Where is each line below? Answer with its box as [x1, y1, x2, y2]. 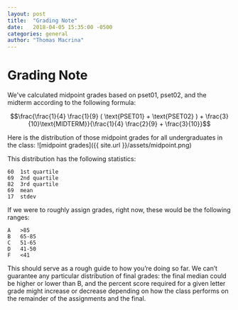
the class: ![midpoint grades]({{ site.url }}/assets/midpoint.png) [7, 141, 192, 150]
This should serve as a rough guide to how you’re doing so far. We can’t [7, 264, 218, 273]
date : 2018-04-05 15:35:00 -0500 [7, 23, 113, 31]
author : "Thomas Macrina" [7, 37, 84, 44]
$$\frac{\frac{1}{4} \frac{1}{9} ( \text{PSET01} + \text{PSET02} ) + [10, 112, 204, 121]
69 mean [7, 187, 33, 194]
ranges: [7, 214, 30, 222]
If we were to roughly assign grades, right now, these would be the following [7, 206, 231, 214]
